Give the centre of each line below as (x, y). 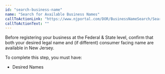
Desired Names (28, 67)
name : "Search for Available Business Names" (52, 14)
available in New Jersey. (30, 48)
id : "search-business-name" (34, 10)
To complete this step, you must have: (44, 58)
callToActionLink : (24, 19)
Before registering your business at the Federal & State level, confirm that (79, 37)
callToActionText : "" (27, 23)
